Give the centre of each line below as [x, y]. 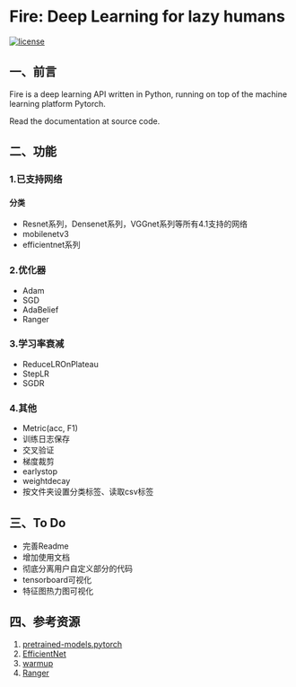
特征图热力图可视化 [58, 591]
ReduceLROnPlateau [60, 364]
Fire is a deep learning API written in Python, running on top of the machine [148, 94]
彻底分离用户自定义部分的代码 [77, 568]
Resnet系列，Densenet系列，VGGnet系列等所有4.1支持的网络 [135, 224]
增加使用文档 [46, 557]
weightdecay [46, 481]
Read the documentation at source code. [85, 121]
